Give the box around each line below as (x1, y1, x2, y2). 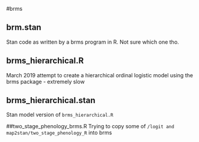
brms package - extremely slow (6, 78, 85, 85)
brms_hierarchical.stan (6, 95, 96, 105)
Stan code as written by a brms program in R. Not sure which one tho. (6, 38, 179, 46)
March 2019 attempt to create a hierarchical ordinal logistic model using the (6, 71, 194, 78)
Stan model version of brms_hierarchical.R (6, 111, 114, 119)
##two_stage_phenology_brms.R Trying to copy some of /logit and (6, 123, 174, 130)
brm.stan (6, 22, 41, 32)
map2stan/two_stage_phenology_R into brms (6, 129, 112, 137)
